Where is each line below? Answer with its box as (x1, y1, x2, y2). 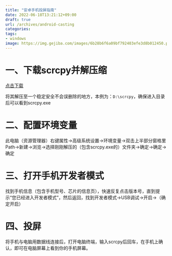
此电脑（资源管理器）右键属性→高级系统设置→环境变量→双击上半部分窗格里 (5, 137, 166, 143)
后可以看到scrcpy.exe (5, 99, 51, 105)
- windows (5, 36, 27, 41)
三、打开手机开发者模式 (5, 170, 104, 182)
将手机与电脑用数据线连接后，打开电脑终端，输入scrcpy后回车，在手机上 (5, 239, 159, 245)
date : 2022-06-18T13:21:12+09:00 (5, 12, 77, 17)
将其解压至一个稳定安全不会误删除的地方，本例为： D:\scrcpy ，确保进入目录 (5, 93, 165, 99)
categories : (5, 27, 31, 32)
